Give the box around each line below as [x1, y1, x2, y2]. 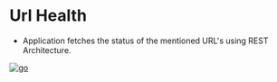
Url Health [9, 5, 88, 26]
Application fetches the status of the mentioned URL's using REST [22, 35, 269, 46]
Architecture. [22, 44, 72, 55]
